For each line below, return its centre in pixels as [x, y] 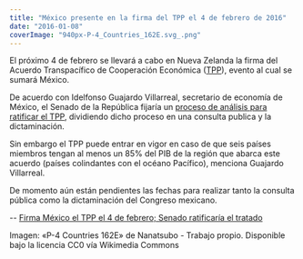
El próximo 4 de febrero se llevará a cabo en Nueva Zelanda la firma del [144, 61]
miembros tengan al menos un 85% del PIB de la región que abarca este [145, 154]
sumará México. [40, 80]
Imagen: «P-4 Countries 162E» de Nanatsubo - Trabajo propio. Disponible [147, 235]
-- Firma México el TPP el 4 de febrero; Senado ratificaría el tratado [136, 218]
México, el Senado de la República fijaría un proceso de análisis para [138, 107]
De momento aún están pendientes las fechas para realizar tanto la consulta [152, 191]
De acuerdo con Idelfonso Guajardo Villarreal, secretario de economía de [146, 97]
